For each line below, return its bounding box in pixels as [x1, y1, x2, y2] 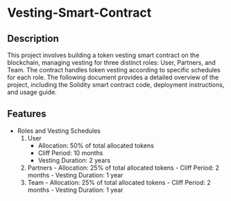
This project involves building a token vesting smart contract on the [7, 51, 200, 59]
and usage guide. [7, 88, 57, 96]
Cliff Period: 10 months [37, 148, 103, 157]
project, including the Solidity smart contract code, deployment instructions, [7, 81, 225, 88]
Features [7, 108, 46, 120]
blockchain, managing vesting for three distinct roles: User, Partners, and [7, 58, 216, 67]
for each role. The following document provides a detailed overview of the [7, 73, 219, 81]
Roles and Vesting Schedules [17, 127, 101, 135]
